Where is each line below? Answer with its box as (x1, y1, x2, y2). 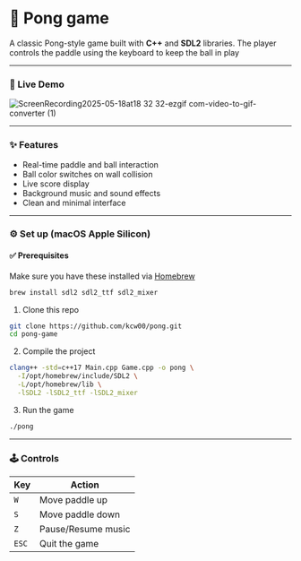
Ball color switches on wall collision (21, 168, 154, 179)
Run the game (21, 404, 74, 415)
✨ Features (9, 139, 59, 151)
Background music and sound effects (21, 187, 161, 198)
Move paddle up (39, 493, 108, 505)
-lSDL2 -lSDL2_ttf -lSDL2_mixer (17, 388, 139, 397)
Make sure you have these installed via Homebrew (9, 271, 195, 281)
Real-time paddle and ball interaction (21, 159, 159, 169)
